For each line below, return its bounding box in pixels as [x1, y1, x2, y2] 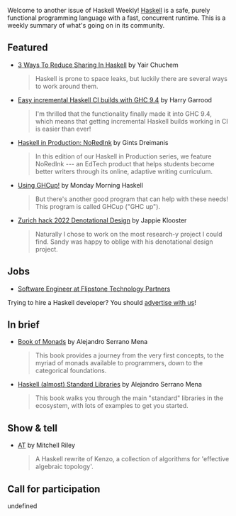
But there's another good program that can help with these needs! [35, 195, 229, 203]
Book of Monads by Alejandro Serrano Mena [17, 338, 148, 346]
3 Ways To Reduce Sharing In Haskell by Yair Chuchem [17, 60, 179, 69]
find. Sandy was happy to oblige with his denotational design [35, 237, 213, 246]
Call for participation [7, 483, 101, 495]
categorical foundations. [35, 366, 107, 375]
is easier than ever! [35, 124, 91, 133]
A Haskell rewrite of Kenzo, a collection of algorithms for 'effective [35, 455, 230, 463]
